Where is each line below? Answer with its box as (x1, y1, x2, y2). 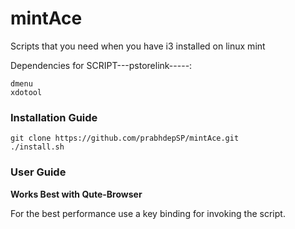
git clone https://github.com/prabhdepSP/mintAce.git (10, 133, 240, 144)
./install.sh (10, 142, 65, 152)
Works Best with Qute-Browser (10, 188, 143, 200)
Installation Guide (10, 110, 98, 124)
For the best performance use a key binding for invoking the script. (10, 207, 286, 219)
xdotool (10, 87, 43, 97)
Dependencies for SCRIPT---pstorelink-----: (10, 59, 193, 71)
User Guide (10, 165, 67, 179)
